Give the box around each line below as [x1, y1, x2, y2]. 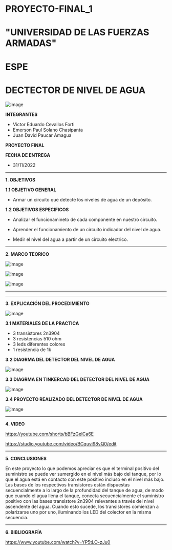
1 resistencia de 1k [12, 347, 51, 353]
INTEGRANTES [5, 111, 38, 117]
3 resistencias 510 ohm [12, 335, 61, 341]
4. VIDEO [5, 421, 25, 427]
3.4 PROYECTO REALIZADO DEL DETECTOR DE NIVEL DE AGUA [5, 396, 143, 402]
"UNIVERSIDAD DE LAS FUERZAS [5, 27, 149, 38]
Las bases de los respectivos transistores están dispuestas [5, 481, 130, 487]
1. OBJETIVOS [5, 176, 36, 182]
